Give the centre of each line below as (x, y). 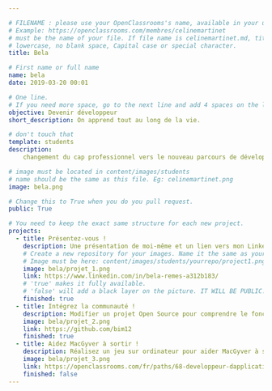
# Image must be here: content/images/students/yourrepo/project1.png (144, 261)
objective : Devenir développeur (63, 113)
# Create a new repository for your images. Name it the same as (136, 253)
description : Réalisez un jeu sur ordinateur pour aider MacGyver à (141, 352)
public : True (30, 209)
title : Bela (28, 53)
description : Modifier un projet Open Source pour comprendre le (136, 314)
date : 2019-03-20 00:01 (49, 83)
